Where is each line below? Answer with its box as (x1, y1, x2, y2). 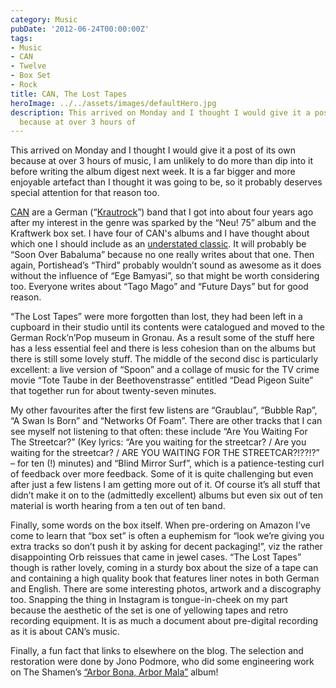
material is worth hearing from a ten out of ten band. (10, 500, 226, 512)
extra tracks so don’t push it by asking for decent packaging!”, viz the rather (10, 541, 323, 553)
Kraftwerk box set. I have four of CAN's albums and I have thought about (10, 227, 310, 240)
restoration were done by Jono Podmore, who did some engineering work (10, 656, 315, 668)
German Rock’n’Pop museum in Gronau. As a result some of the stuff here (10, 332, 315, 344)
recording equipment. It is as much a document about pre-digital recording (10, 615, 319, 627)
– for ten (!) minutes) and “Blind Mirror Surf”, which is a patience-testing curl (10, 457, 325, 470)
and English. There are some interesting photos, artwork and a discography (10, 583, 322, 595)
